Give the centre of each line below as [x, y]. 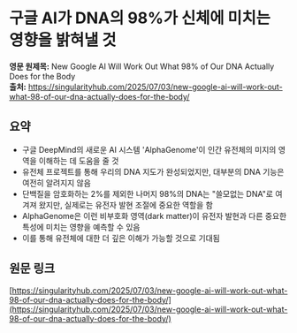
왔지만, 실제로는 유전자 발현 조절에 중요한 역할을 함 [126, 205]
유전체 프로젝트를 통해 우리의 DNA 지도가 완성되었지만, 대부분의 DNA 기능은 [153, 171]
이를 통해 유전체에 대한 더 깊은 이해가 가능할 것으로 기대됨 [121, 238]
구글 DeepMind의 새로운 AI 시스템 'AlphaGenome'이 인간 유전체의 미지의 [149, 149]
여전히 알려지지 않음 [56, 183]
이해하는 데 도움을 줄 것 [79, 161]
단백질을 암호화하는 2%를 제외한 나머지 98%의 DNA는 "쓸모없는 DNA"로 [148, 193]
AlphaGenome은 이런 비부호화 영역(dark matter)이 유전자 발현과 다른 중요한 [154, 216]
